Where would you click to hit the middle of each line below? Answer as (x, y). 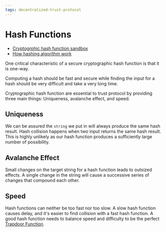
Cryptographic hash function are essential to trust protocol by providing (79, 93)
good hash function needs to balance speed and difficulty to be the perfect (82, 219)
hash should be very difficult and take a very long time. (62, 83)
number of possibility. (27, 142)
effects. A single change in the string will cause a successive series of (77, 175)
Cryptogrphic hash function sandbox (50, 48)
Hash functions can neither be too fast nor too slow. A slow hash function (81, 208)
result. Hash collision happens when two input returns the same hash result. (83, 131)
